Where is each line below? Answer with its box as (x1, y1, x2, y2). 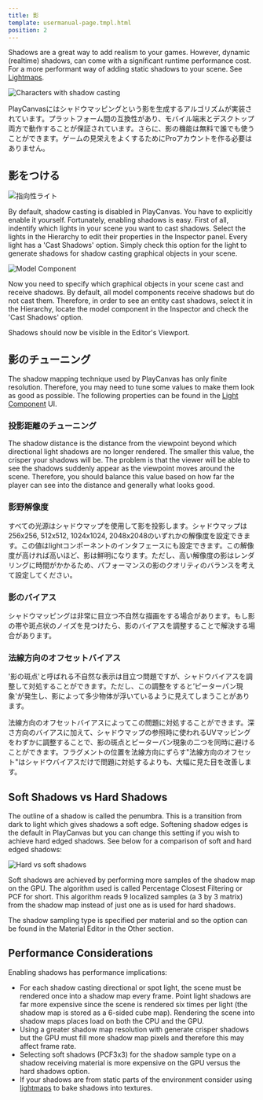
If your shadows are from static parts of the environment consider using (19, 1075, 253, 1084)
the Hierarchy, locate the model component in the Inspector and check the (8, 305, 249, 314)
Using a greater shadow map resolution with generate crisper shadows (19, 1024, 250, 1034)
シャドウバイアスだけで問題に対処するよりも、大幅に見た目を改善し (24, 757, 245, 767)
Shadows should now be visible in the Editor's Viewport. (8, 328, 190, 338)
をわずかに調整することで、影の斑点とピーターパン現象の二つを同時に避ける (8, 737, 256, 747)
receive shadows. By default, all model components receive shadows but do (8, 288, 255, 297)
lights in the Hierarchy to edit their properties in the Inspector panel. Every (8, 232, 248, 242)
